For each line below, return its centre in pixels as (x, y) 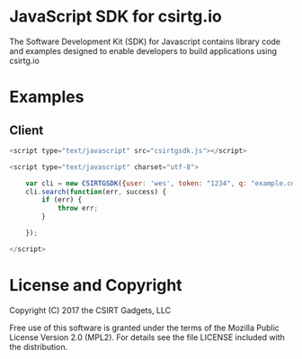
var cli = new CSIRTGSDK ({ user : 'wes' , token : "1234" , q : (136, 183)
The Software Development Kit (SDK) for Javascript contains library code (145, 41)
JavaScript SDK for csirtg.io (115, 17)
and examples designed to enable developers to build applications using (143, 50)
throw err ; (78, 209)
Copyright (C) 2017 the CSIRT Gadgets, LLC (90, 310)
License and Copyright (96, 285)
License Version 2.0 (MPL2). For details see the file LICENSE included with (147, 337)
